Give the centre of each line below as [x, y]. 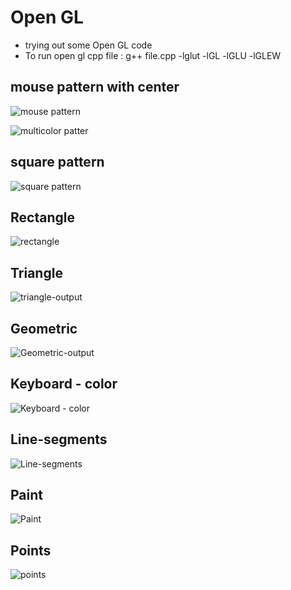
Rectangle [42, 217]
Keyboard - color [64, 384]
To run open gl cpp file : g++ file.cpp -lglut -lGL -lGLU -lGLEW [153, 55]
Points [31, 550]
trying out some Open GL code [88, 45]
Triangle [36, 272]
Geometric [44, 328]
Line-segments [59, 439]
